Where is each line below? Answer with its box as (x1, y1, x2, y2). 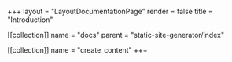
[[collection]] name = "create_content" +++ (7, 46, 148, 54)
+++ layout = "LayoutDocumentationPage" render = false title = (7, 7, 213, 16)
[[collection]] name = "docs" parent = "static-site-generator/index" (7, 31, 225, 39)
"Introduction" (7, 15, 53, 24)
